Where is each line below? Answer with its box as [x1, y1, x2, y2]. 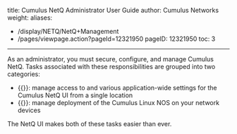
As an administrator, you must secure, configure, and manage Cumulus [7, 55, 214, 63]
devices [17, 106, 41, 114]
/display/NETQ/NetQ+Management [17, 28, 119, 35]
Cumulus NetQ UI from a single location [17, 91, 133, 99]
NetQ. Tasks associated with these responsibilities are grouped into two [7, 63, 216, 71]
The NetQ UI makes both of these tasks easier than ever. [7, 120, 172, 128]
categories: [7, 70, 40, 78]
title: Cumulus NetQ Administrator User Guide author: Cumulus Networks [7, 6, 219, 14]
